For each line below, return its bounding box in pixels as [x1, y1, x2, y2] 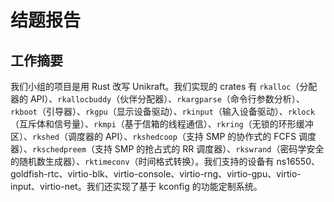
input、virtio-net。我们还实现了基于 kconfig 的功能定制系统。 [10, 181, 263, 192]
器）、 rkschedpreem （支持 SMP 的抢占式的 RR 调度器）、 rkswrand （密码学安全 [10, 143, 325, 155]
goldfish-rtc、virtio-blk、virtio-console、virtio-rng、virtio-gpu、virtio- [10, 168, 302, 180]
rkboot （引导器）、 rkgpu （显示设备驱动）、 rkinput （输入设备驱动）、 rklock [10, 106, 315, 117]
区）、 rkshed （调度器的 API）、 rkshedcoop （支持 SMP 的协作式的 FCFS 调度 [10, 131, 317, 142]
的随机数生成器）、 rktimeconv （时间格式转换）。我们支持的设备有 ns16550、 [10, 156, 321, 167]
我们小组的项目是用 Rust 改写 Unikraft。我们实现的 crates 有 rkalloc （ [10, 81, 300, 92]
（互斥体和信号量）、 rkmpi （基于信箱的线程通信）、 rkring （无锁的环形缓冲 [10, 118, 314, 130]
